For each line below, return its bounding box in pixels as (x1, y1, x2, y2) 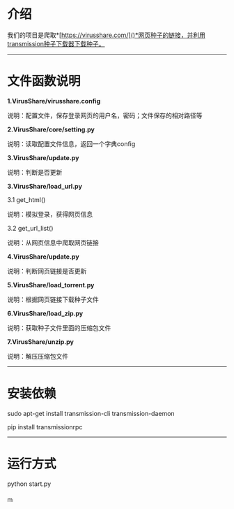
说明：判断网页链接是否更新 (7, 266, 87, 275)
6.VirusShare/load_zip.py (7, 309, 84, 317)
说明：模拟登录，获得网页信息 (7, 210, 93, 218)
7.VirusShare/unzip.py (7, 337, 75, 346)
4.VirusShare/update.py (7, 252, 79, 261)
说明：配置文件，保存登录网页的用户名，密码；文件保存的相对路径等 (7, 111, 203, 120)
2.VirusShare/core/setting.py (7, 125, 95, 134)
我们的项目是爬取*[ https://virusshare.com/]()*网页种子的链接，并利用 (7, 31, 205, 39)
